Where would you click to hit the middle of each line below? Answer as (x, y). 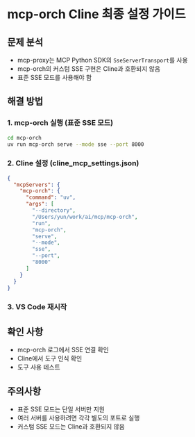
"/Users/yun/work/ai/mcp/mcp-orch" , (85, 217)
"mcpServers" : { (37, 185)
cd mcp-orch (24, 138)
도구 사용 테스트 (39, 367)
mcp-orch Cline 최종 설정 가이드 (96, 14)
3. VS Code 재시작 (37, 307)
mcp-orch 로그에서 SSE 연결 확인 (63, 350)
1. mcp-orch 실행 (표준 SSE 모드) (60, 123)
